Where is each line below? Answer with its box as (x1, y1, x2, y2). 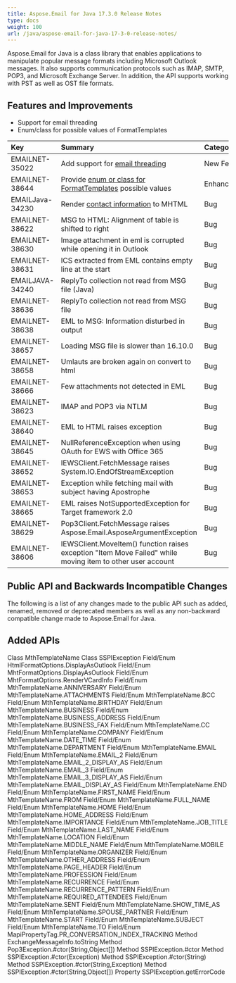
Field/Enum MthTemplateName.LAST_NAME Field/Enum (7, 825, 169, 834)
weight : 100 (7, 23, 42, 30)
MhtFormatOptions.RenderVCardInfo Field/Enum (7, 675, 147, 684)
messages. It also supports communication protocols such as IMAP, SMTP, (7, 64, 225, 73)
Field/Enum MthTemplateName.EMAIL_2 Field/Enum (7, 751, 158, 759)
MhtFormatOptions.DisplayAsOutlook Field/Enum (7, 668, 149, 677)
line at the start (60, 265, 110, 275)
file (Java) (60, 284, 95, 294)
